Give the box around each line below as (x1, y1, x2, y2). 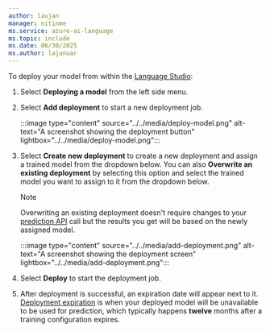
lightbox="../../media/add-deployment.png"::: (19, 258, 169, 267)
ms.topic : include (8, 34, 70, 43)
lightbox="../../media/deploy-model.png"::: (19, 135, 160, 145)
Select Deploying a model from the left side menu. (19, 87, 189, 97)
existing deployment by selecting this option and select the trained (19, 168, 244, 177)
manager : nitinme (8, 19, 67, 27)
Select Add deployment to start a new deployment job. (19, 102, 203, 112)
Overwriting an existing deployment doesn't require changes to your (19, 208, 247, 218)
